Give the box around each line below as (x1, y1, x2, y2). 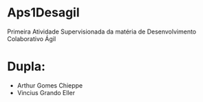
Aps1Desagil (7, 5, 81, 21)
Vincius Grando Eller (17, 88, 76, 97)
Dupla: (7, 59, 46, 75)
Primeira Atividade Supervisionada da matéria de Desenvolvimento (7, 27, 197, 36)
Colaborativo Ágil (7, 34, 56, 42)
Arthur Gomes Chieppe (17, 81, 83, 90)
